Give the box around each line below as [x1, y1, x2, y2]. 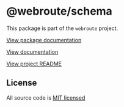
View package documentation [6, 36, 82, 43]
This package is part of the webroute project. [6, 24, 118, 32]
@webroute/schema [6, 4, 113, 18]
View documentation [6, 48, 59, 56]
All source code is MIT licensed [6, 94, 86, 101]
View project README [6, 60, 62, 67]
